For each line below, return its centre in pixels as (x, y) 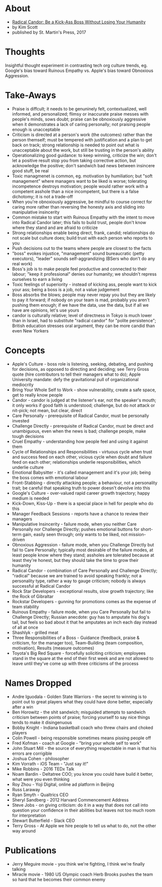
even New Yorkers (30, 330)
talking (19, 869)
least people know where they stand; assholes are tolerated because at (83, 555)
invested (21, 420)
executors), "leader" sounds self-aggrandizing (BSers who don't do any (83, 259)
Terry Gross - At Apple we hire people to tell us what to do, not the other (84, 826)
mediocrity (23, 384)
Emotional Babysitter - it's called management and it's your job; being (81, 472)
